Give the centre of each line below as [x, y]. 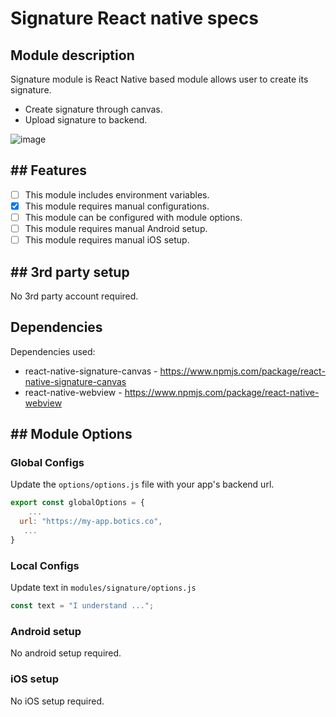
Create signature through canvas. [93, 109]
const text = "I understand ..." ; [82, 606]
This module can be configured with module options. [133, 217]
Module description [72, 55]
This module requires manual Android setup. [116, 228]
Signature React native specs [134, 18]
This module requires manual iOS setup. [107, 240]
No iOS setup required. [57, 701]
